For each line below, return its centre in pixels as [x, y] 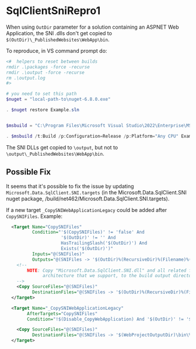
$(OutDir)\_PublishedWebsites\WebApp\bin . [58, 39]
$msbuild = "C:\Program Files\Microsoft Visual [65, 125]
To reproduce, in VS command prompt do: [57, 50]
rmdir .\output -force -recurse [45, 72]
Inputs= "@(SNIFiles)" [58, 254]
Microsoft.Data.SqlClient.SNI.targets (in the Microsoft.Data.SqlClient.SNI [96, 192]
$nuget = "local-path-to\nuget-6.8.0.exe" [58, 100]
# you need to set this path [41, 94]
